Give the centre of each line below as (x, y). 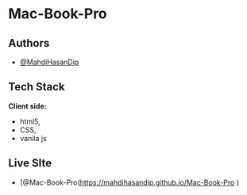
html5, (30, 121)
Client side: (27, 106)
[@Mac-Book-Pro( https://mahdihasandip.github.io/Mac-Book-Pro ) (129, 182)
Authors (29, 43)
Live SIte (30, 163)
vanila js (33, 138)
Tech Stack (37, 87)
